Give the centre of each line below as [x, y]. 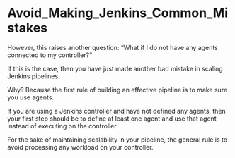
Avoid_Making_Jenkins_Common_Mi [118, 13]
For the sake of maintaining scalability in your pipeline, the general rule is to [117, 140]
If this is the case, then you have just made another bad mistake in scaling [115, 68]
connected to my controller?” [50, 55]
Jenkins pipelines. [34, 76]
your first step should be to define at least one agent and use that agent [112, 119]
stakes [28, 28]
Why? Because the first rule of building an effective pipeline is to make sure [117, 90]
